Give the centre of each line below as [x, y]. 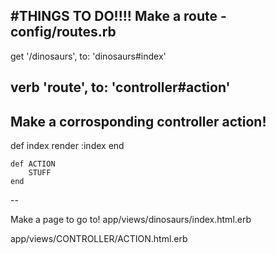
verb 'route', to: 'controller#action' [120, 87]
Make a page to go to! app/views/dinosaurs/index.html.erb [131, 220]
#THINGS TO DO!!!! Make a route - [118, 16]
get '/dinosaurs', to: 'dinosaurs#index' [88, 56]
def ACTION [33, 164]
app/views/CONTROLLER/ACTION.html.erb [99, 239]
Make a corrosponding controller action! [138, 121]
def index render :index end [67, 146]
